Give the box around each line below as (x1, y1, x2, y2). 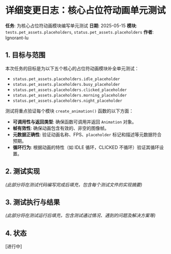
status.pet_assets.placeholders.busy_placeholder (12, 82, 121, 87)
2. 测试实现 (5, 167, 40, 176)
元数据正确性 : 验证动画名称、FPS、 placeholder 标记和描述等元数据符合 (12, 131, 162, 137)
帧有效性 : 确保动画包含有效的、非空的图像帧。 (12, 125, 109, 131)
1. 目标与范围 (5, 51, 46, 59)
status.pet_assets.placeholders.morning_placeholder (12, 93, 127, 98)
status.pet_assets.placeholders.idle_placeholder (12, 76, 121, 82)
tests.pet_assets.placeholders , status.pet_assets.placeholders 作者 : (5, 29, 154, 35)
